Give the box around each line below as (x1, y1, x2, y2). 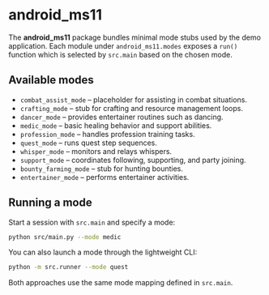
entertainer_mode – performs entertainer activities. (19, 172, 190, 182)
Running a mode (8, 196, 92, 210)
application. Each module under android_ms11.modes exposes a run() (8, 41, 238, 50)
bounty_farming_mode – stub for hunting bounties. (19, 164, 184, 173)
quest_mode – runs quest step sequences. (19, 138, 158, 147)
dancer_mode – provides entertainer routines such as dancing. (19, 112, 224, 122)
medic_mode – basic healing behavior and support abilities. (19, 120, 212, 130)
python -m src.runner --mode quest (8, 263, 129, 271)
